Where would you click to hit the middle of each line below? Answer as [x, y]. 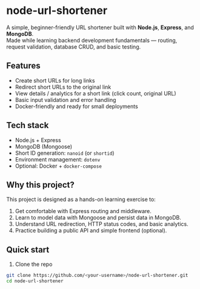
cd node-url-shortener [35, 281]
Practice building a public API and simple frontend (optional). [91, 231]
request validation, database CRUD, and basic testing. [74, 47]
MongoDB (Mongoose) [44, 146]
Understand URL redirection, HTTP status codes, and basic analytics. [102, 224]
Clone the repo [34, 264]
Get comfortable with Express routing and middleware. [83, 211]
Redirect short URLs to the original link [63, 87]
